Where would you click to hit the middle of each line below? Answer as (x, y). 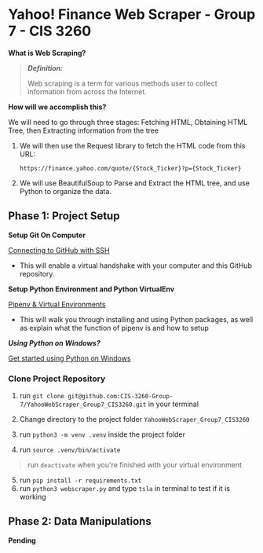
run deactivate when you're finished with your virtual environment (134, 465)
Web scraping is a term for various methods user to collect (122, 83)
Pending (22, 540)
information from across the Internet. (87, 91)
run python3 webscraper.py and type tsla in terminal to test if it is (124, 489)
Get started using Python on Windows (69, 358)
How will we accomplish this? (57, 107)
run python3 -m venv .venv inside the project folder (102, 434)
